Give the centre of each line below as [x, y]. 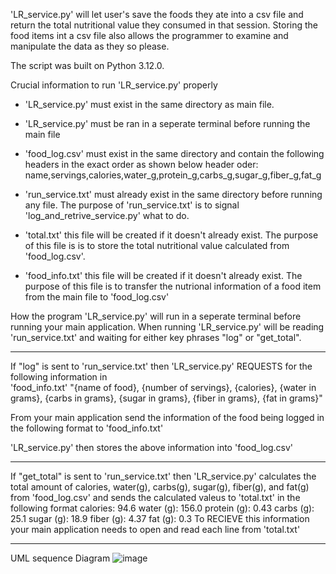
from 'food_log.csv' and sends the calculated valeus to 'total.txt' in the [155, 497]
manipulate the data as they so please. [90, 46]
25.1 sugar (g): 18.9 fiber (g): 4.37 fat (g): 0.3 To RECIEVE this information [160, 518]
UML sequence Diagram [60, 558]
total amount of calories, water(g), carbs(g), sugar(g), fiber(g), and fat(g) [160, 487]
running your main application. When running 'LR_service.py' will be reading [167, 327]
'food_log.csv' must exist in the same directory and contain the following [174, 153]
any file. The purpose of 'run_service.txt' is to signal [132, 205]
